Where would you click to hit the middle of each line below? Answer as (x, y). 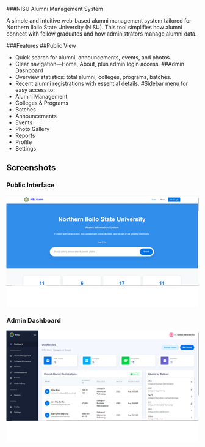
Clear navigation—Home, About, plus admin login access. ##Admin (100, 64)
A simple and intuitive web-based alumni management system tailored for (99, 21)
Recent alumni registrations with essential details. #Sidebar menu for (102, 83)
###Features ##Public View (41, 46)
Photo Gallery (32, 129)
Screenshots (31, 168)
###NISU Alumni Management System (55, 9)
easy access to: (35, 90)
